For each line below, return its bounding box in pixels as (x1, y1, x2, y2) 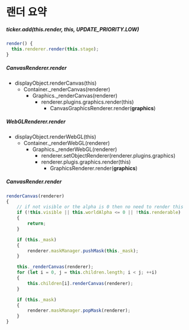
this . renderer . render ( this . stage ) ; (11, 46, 99, 52)
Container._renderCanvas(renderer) (23, 85, 110, 92)
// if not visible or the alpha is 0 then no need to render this (17, 204, 184, 210)
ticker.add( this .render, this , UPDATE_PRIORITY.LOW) (6, 25, 140, 33)
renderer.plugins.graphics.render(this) (41, 98, 134, 105)
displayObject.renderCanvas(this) (14, 79, 97, 86)
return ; (27, 220, 46, 227)
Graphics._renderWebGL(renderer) (32, 146, 118, 153)
